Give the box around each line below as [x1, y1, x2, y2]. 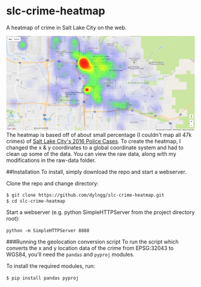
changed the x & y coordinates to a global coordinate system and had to [6, 144, 184, 151]
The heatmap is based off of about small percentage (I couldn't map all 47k [6, 132, 192, 139]
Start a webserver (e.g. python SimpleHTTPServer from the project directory [6, 209, 195, 216]
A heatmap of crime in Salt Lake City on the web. [6, 24, 127, 31]
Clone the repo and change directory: [6, 180, 99, 187]
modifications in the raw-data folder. [6, 157, 96, 164]
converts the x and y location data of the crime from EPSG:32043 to [6, 245, 174, 252]
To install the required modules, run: [6, 262, 95, 270]
